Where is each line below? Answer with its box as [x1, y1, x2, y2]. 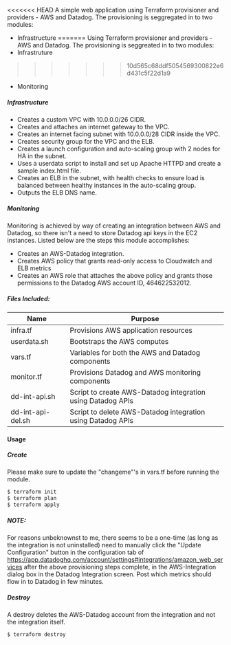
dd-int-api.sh [10, 391, 56, 401]
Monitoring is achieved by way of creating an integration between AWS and [7, 221, 221, 230]
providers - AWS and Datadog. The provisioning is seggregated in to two [7, 13, 213, 21]
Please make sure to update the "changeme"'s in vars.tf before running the [7, 468, 220, 477]
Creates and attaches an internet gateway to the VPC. [16, 122, 170, 131]
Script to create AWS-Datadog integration [69, 387, 206, 397]
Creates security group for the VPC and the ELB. [16, 137, 155, 145]
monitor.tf [10, 371, 43, 381]
